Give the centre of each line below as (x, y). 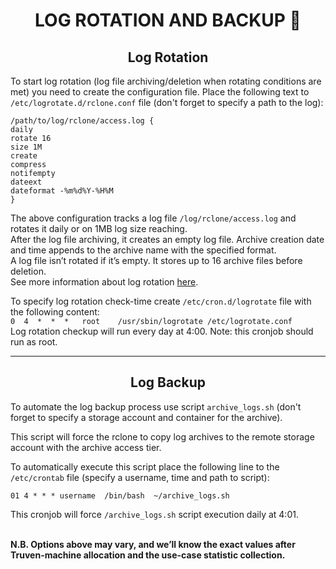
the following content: (55, 312)
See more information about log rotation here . (104, 282)
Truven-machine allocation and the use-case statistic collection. (148, 555)
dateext (26, 182)
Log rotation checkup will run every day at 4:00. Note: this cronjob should (162, 331)
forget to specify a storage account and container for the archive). (146, 417)
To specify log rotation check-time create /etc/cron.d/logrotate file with (161, 301)
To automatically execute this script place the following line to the (145, 466)
